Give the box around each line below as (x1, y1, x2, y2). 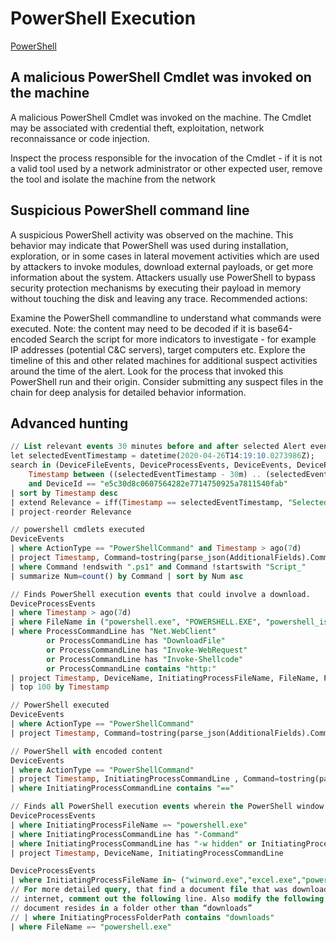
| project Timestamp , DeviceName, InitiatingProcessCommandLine (10, 848, 284, 858)
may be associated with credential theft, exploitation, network (10, 122, 265, 134)
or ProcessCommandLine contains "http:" (46, 663, 217, 674)
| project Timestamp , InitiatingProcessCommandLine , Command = (10, 774, 280, 784)
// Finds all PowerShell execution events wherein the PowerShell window (10, 802, 325, 812)
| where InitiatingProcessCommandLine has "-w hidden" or (10, 838, 257, 849)
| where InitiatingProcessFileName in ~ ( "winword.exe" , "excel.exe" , (10, 875, 302, 886)
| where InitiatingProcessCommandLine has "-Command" (10, 829, 240, 839)
